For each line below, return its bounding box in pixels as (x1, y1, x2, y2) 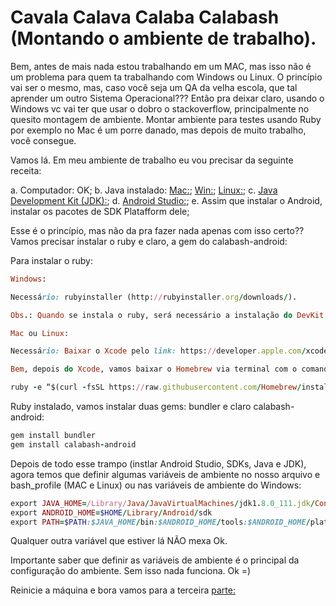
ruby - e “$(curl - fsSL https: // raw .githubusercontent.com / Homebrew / (10, 382, 302, 393)
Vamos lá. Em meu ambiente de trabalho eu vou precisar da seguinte (10, 154, 294, 166)
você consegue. (10, 134, 77, 146)
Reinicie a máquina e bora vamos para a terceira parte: (10, 584, 236, 596)
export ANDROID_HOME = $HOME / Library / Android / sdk (10, 507, 213, 518)
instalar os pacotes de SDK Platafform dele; (10, 205, 190, 217)
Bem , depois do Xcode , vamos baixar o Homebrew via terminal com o (10, 364, 298, 375)
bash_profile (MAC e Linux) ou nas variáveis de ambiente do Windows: (10, 479, 302, 491)
